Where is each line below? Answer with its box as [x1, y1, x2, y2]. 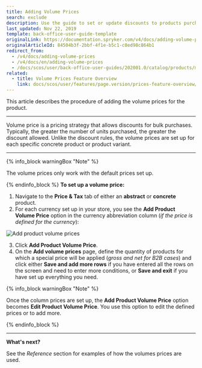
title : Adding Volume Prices [6, 8, 79, 15]
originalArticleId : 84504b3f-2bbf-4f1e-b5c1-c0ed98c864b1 [6, 43, 155, 49]
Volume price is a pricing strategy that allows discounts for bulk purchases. [6, 121, 193, 128]
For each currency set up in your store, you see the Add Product [14, 205, 176, 213]
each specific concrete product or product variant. [6, 140, 132, 148]
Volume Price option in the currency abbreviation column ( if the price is [14, 212, 193, 219]
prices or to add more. [6, 310, 62, 316]
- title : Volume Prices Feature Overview [11, 76, 117, 82]
